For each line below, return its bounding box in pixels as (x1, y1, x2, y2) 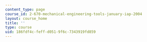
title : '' (5, 20, 26, 26)
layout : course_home (5, 16, 48, 21)
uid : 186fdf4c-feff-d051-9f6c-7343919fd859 (5, 29, 96, 34)
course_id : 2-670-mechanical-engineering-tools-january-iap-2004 (5, 12, 142, 16)
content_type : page (5, 7, 45, 12)
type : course (5, 25, 32, 30)
